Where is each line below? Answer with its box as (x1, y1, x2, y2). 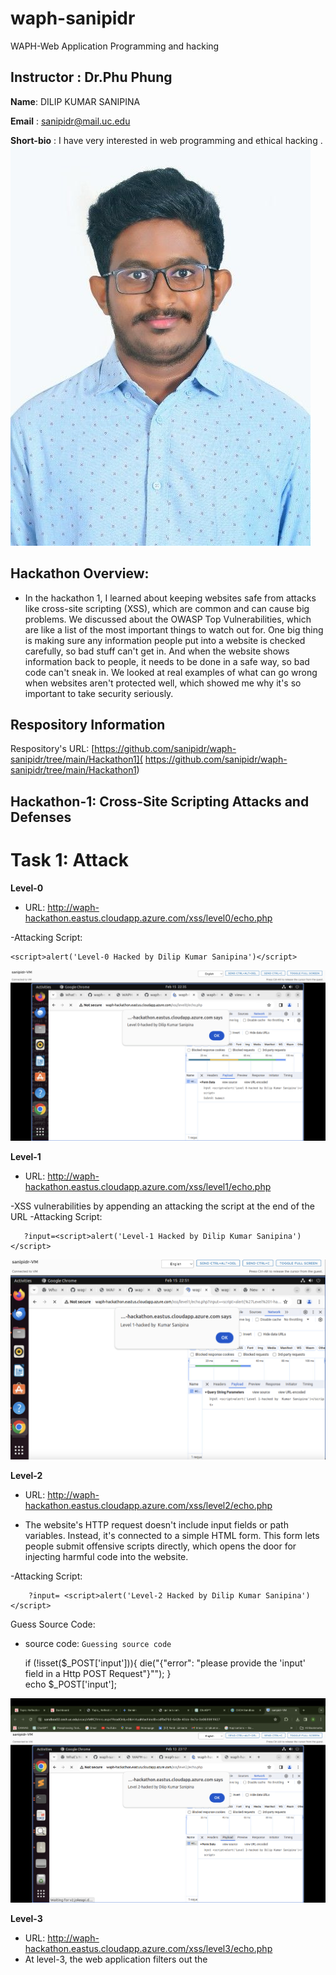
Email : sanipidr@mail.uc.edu (10, 115, 131, 127)
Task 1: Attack (10, 848, 129, 871)
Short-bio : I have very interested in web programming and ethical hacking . (10, 134, 323, 146)
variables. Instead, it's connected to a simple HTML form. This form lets (24, 1529, 320, 1541)
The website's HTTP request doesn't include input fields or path (24, 1518, 289, 1531)
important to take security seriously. (24, 687, 174, 699)
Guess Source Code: (10, 1618, 96, 1630)
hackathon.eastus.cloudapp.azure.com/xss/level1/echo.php (24, 1181, 272, 1193)
